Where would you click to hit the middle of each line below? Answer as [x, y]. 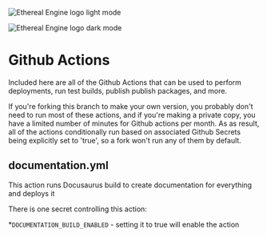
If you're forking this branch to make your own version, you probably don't [131, 106]
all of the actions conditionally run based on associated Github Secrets [125, 131]
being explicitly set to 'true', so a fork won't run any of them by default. [125, 140]
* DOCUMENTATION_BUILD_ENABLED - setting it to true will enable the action [124, 224]
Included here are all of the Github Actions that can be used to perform [125, 82]
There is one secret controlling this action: [78, 209]
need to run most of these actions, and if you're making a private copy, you [132, 114]
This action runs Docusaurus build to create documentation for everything [130, 185]
